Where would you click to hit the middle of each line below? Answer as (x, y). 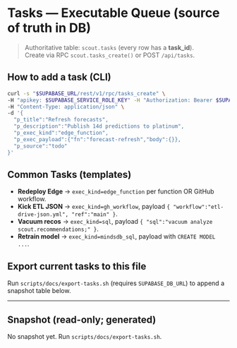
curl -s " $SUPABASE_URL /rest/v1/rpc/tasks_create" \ (86, 93)
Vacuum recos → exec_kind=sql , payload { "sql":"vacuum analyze (115, 222)
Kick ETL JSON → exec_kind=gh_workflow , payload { (94, 207)
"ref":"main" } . (95, 214)
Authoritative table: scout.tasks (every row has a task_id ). (109, 47)
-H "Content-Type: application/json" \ (66, 107)
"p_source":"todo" (41, 146)
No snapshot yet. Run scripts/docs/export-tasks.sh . (85, 336)
